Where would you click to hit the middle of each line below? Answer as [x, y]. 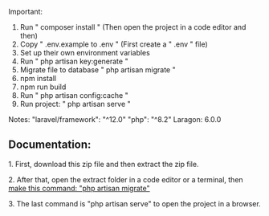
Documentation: [50, 145]
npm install [38, 78]
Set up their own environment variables [85, 53]
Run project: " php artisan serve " [75, 104]
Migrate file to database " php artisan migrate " [98, 70]
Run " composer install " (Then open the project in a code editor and [133, 27]
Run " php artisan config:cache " [74, 95]
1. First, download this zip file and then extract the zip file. [104, 164]
